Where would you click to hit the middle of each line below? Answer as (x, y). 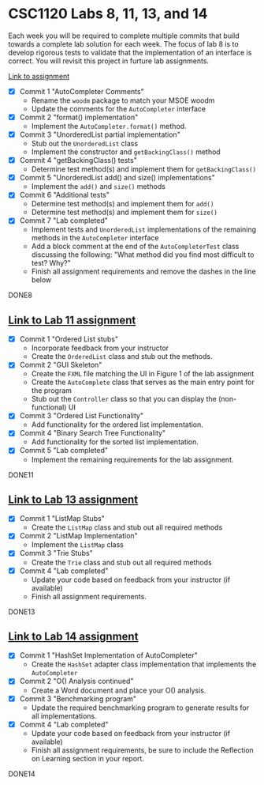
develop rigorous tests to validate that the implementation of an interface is (130, 52)
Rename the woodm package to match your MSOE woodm (123, 100)
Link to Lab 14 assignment (73, 636)
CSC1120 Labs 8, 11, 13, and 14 (108, 14)
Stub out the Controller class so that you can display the (124, 399)
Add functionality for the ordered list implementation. (117, 425)
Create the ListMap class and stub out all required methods (127, 527)
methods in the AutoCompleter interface (95, 238)
